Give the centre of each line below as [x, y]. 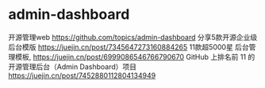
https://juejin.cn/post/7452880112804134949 [82, 75]
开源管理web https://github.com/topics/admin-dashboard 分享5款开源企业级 [133, 37]
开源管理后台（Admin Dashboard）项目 [73, 66]
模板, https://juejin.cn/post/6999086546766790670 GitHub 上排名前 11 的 [135, 57]
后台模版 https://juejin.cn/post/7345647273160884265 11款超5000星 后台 [129, 47]
